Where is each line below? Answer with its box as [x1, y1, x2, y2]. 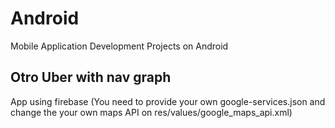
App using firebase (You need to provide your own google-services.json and [10, 95, 326, 107]
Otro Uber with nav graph [10, 69, 172, 86]
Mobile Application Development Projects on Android [10, 40, 229, 52]
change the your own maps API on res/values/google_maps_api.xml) [10, 106, 293, 118]
